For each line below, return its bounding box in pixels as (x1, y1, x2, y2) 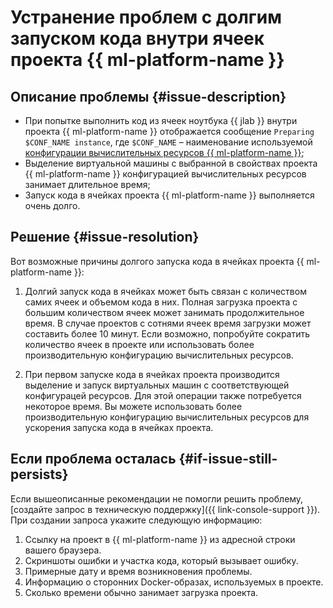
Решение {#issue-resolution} (10, 229, 200, 246)
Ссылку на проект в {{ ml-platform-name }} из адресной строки (24, 533, 296, 545)
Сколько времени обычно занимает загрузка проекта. (24, 586, 259, 598)
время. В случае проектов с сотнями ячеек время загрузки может (24, 317, 312, 329)
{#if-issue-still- (178, 451, 278, 468)
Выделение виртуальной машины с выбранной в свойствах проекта (24, 157, 318, 169)
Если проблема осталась (10, 451, 177, 468)
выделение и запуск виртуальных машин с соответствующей (24, 379, 290, 391)
